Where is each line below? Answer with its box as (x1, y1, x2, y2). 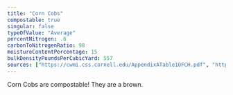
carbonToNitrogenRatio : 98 (7, 42, 85, 49)
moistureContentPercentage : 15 (7, 49, 98, 56)
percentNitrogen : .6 (7, 36, 67, 43)
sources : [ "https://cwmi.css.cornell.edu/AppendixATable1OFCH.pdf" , (7, 61, 209, 68)
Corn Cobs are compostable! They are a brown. (7, 80, 144, 88)
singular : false (7, 23, 54, 30)
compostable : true (7, 17, 60, 23)
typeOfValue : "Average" (7, 29, 76, 36)
